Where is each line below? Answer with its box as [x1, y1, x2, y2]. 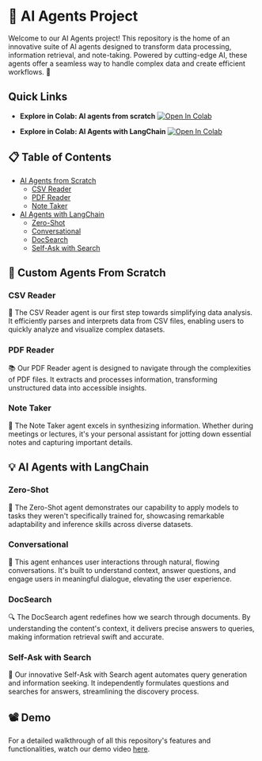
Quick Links [8, 90, 68, 104]
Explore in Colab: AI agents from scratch [19, 111, 156, 121]
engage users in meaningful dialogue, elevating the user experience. [8, 574, 232, 583]
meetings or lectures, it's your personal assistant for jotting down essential [8, 429, 252, 439]
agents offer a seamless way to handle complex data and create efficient [8, 59, 245, 68]
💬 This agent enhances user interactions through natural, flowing [8, 557, 220, 567]
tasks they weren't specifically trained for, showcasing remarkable [8, 511, 225, 521]
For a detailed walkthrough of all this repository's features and [8, 736, 211, 745]
